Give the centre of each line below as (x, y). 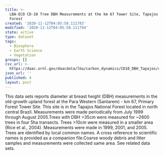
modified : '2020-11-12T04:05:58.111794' (47, 28)
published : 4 (18, 78)
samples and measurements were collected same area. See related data (78, 143)
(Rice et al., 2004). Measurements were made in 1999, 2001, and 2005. (76, 127)
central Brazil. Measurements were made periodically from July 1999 (74, 112)
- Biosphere (22, 46)
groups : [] (16, 60)
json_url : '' (18, 73)
